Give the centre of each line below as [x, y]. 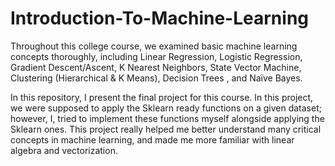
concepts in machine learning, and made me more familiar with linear [152, 139]
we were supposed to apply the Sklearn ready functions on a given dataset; [166, 108]
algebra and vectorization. [64, 150]
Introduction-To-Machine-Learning [159, 18]
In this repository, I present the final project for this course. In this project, [162, 97]
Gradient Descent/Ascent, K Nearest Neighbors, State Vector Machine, [156, 67]
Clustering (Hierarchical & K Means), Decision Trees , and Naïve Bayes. [156, 78]
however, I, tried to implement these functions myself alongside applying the [167, 118]
